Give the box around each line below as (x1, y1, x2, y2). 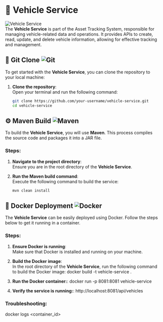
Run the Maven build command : (12, 173, 79, 179)
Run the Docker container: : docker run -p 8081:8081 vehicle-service (12, 278, 152, 284)
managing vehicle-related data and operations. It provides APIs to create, (5, 31, 153, 37)
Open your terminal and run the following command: (12, 89, 118, 95)
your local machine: (5, 74, 45, 80)
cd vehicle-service (12, 103, 53, 108)
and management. (5, 41, 42, 47)
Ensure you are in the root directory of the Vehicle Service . (12, 163, 133, 169)
